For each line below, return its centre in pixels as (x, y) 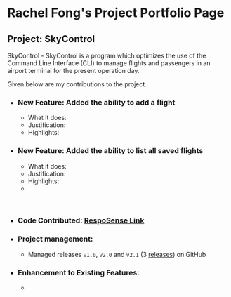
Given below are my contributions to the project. (77, 84)
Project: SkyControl (51, 39)
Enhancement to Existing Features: (78, 272)
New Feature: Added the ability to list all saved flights (110, 151)
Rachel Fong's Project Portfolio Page (116, 13)
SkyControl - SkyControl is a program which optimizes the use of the (107, 55)
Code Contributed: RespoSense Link (81, 220)
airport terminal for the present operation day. (73, 71)
